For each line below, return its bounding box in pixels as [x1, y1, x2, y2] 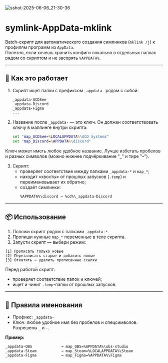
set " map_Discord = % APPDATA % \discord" [12, 138, 91, 144]
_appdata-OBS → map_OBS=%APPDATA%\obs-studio [5, 344, 128, 349]
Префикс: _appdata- [12, 314, 54, 320]
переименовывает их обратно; [19, 178, 86, 185]
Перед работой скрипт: [5, 266, 55, 273]
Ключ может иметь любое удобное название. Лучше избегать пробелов [5, 148, 161, 154]
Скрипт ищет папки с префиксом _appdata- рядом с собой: [12, 87, 139, 93]
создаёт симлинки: [19, 184, 61, 190]
